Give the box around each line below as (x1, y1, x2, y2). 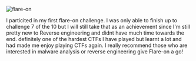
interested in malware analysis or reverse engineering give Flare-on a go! (6, 48, 184, 55)
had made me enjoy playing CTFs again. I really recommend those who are (6, 42, 188, 49)
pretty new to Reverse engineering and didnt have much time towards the (6, 29, 184, 36)
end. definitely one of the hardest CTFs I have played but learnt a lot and (6, 36, 182, 42)
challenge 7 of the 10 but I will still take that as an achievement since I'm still (6, 23, 190, 30)
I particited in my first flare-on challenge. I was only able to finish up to (6, 17, 178, 23)
